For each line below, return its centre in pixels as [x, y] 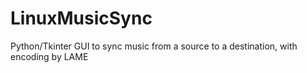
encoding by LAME [49, 56]
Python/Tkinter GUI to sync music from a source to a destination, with [154, 46]
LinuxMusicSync [81, 18]
